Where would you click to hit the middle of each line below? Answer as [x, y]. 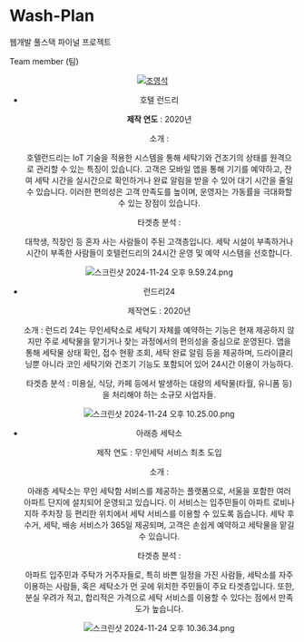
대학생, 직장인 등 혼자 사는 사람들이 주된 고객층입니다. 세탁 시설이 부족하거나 [159, 241]
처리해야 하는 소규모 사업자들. [164, 394]
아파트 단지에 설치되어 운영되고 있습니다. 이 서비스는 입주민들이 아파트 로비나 [159, 502]
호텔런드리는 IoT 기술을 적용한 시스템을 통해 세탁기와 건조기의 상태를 [147, 157]
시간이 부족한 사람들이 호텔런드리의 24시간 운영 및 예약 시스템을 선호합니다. [159, 253]
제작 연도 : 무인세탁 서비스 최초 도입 [159, 452]
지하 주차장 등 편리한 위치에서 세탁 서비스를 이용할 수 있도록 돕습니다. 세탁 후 [159, 513]
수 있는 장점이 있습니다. [159, 203]
